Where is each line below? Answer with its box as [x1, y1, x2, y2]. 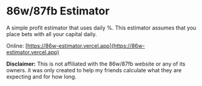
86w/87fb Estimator [6, 4, 110, 18]
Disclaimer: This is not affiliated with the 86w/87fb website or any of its [6, 60, 186, 67]
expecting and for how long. [6, 73, 77, 80]
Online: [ [6, 42, 28, 49]
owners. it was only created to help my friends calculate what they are [6, 66, 182, 73]
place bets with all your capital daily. [6, 30, 97, 37]
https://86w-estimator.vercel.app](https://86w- [27, 42, 146, 49]
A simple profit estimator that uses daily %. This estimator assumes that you [6, 24, 197, 31]
